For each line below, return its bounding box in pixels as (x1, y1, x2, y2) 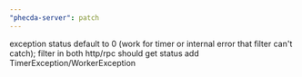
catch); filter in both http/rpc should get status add (9, 47, 199, 59)
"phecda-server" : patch (9, 13, 100, 23)
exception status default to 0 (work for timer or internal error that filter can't (9, 38, 293, 49)
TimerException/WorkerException (9, 57, 136, 68)
